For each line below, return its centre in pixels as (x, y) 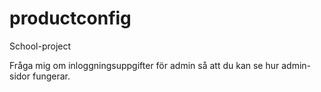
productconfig (70, 18)
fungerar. (51, 76)
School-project (40, 46)
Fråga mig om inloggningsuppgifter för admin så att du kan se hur (144, 65)
